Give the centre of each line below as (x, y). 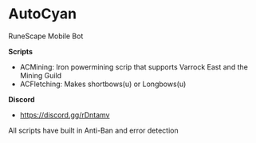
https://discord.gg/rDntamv (65, 115)
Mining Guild (41, 75)
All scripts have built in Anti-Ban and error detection (93, 130)
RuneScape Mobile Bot (46, 36)
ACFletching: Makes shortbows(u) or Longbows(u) (103, 84)
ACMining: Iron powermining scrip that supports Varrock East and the (134, 67)
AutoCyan (43, 14)
